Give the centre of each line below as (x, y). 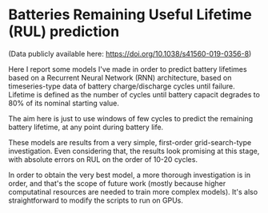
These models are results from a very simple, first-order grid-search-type (130, 142)
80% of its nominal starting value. (64, 103)
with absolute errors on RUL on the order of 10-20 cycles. (103, 159)
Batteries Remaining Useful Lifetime (130, 15)
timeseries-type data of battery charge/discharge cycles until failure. (122, 86)
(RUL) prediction (64, 32)
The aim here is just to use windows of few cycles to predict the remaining (131, 118)
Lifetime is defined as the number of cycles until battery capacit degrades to (134, 94)
